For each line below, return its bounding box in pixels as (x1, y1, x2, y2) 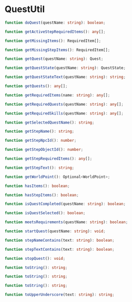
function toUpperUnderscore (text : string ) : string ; (4, 292, 114, 297)
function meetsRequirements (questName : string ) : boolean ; (4, 220, 128, 225)
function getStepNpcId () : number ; (4, 138, 77, 143)
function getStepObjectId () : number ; (4, 147, 83, 152)
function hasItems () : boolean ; (4, 183, 70, 188)
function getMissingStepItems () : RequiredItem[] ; (4, 47, 110, 52)
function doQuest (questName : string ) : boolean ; (4, 20, 106, 25)
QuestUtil (4, 4, 45, 15)
